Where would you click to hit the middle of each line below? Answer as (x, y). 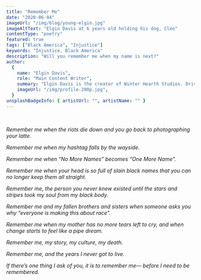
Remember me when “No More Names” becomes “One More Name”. (91, 159)
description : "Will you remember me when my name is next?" (83, 56)
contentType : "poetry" (34, 34)
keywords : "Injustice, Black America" (54, 51)
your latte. (19, 136)
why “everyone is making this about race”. (58, 212)
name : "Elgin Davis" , (44, 73)
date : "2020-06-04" (31, 17)
